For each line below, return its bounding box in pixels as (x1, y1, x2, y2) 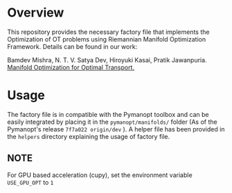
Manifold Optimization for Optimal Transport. (7, 63, 135, 71)
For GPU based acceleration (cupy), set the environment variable (7, 171, 193, 179)
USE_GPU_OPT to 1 (7, 178, 54, 186)
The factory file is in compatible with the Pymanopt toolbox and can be (7, 110, 209, 118)
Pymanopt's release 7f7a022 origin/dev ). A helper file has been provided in (7, 125, 225, 133)
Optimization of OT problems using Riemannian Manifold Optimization (7, 35, 206, 43)
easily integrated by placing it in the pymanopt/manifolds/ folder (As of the (7, 118, 217, 126)
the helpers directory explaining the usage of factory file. (7, 132, 170, 140)
